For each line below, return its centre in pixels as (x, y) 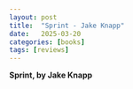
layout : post (33, 17)
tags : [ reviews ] (39, 50)
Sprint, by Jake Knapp (51, 75)
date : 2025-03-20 (45, 33)
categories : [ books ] (47, 42)
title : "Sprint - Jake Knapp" (67, 26)
